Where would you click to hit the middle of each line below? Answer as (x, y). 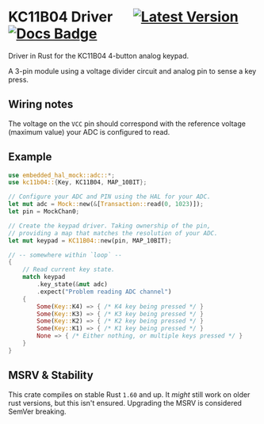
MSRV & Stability (51, 375)
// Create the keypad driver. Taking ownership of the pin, (110, 226)
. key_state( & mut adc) (73, 285)
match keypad (44, 277)
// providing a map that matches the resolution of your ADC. (113, 233)
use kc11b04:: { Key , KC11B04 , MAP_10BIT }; (78, 182)
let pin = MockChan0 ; (44, 212)
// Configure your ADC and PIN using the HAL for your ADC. (110, 197)
